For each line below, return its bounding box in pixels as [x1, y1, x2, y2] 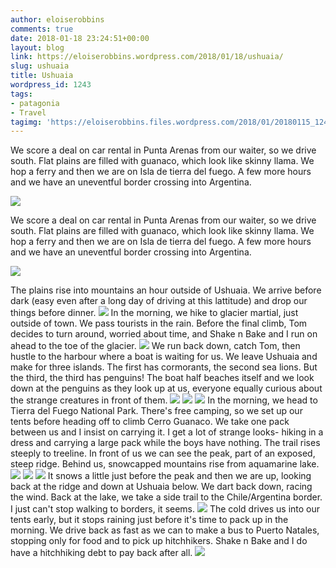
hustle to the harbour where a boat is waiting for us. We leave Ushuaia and [10, 351, 318, 363]
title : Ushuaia [10, 71, 74, 81]
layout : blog [10, 42, 65, 53]
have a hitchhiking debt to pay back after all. [10, 547, 193, 559]
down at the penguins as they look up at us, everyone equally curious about [10, 382, 323, 395]
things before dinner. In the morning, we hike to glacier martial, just [10, 307, 299, 319]
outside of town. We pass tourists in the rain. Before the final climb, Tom [10, 317, 308, 330]
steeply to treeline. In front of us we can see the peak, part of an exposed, [10, 447, 316, 460]
